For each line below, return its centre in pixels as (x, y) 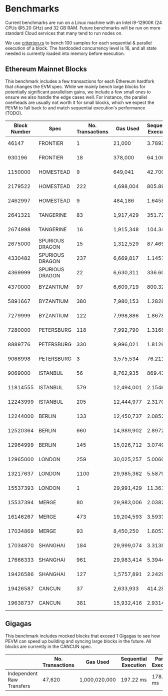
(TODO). (14, 113)
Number (21, 131)
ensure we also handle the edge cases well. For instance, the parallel (76, 97)
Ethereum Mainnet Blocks (46, 69)
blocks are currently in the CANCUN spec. (49, 646)
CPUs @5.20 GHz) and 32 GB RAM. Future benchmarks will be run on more (83, 27)
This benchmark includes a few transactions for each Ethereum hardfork (80, 81)
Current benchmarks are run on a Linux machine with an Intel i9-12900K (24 (84, 22)
